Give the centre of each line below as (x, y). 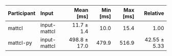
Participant (22, 13)
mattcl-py (20, 43)
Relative (154, 13)
